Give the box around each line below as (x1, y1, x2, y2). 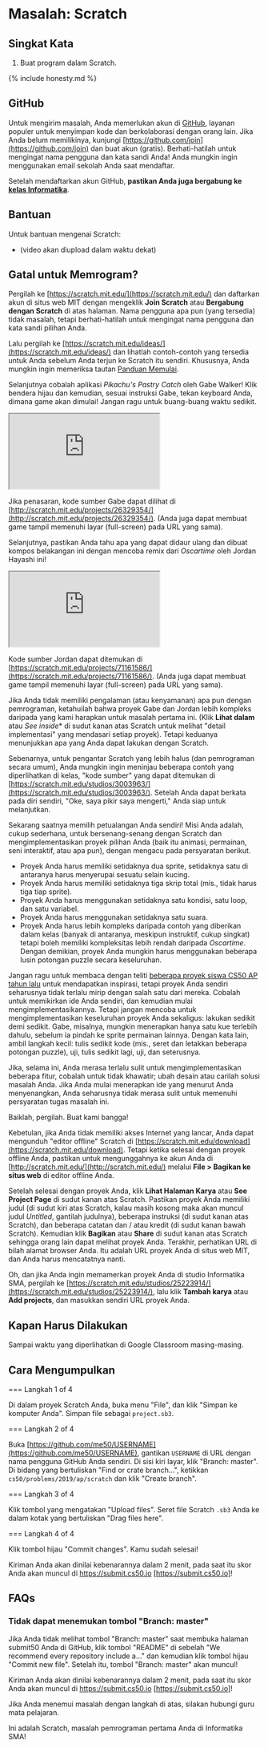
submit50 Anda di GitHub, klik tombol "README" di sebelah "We (8, 1642, 221, 1652)
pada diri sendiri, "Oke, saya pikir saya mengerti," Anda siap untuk (8, 796, 226, 806)
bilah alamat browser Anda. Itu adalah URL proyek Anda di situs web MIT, (8, 1246, 250, 1256)
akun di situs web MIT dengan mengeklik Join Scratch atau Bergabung (8, 297, 244, 307)
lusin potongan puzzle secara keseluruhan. (19, 955, 162, 965)
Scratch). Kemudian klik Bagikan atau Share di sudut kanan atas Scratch (8, 1228, 248, 1239)
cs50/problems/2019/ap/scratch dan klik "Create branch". (8, 1474, 198, 1483)
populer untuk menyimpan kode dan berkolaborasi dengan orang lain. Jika (8, 126, 254, 136)
